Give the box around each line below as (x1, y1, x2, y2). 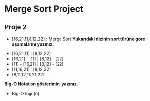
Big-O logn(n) (11, 91, 40, 96)
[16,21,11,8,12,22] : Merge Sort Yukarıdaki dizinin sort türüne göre (11, 36, 146, 42)
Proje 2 (4, 23, 27, 31)
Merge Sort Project (4, 3, 84, 15)
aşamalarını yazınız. (11, 41, 54, 47)
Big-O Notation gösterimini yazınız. (4, 81, 78, 87)
